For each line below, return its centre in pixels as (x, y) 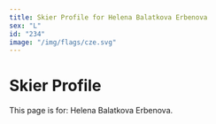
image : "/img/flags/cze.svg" (63, 42)
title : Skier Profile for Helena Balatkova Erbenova (108, 17)
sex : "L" (25, 26)
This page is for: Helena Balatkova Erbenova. (91, 111)
